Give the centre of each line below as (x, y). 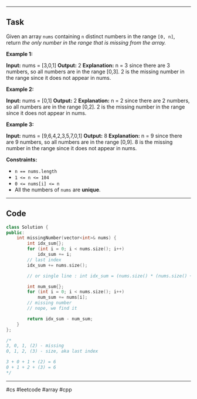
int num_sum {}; (46, 286)
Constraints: (22, 160)
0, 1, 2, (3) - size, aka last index (52, 351)
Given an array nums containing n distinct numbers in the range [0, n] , (91, 36)
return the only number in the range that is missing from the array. (86, 42)
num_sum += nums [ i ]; (62, 297)
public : (16, 232)
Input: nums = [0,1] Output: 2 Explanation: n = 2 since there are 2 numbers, (98, 100)
